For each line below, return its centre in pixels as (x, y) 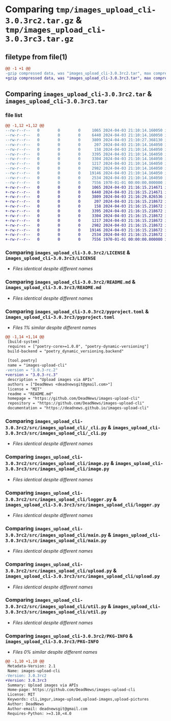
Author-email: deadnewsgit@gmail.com (47, 709)
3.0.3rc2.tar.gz (39, 21)
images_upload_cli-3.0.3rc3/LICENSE (51, 258)
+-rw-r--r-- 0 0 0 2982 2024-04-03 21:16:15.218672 (84, 225)
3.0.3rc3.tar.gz (39, 39)
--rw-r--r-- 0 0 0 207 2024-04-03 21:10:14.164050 (84, 145)
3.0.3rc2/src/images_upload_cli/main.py (56, 535)
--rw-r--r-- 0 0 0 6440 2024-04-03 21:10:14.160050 (84, 135)
